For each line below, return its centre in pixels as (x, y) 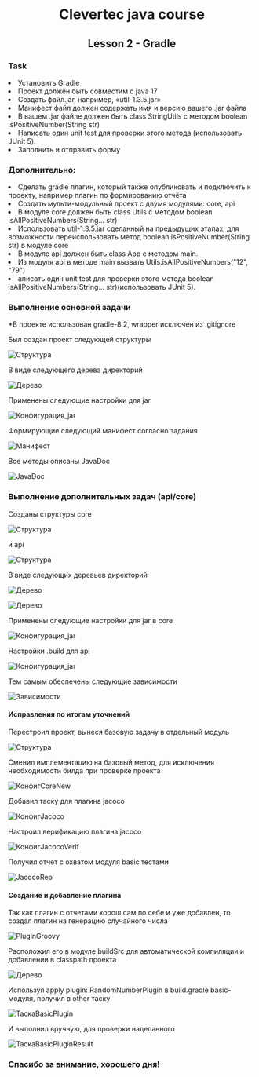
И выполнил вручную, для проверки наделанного (91, 1029)
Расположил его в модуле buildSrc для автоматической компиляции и (126, 951)
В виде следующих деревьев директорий (78, 575)
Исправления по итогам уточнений (69, 714)
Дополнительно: (42, 170)
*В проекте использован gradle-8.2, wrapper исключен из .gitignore (122, 324)
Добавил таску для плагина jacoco (67, 801)
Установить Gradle (49, 82)
